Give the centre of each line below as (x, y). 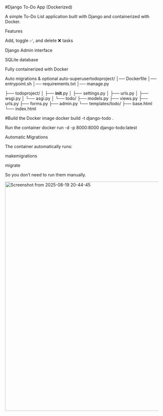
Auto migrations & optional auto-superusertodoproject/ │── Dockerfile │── (81, 78)
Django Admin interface (29, 50)
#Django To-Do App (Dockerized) (39, 7)
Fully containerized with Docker (37, 69)
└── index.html (21, 109)
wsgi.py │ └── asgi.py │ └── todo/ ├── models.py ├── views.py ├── (77, 98)
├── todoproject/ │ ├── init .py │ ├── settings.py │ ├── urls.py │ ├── (77, 93)
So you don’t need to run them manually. (46, 175)
